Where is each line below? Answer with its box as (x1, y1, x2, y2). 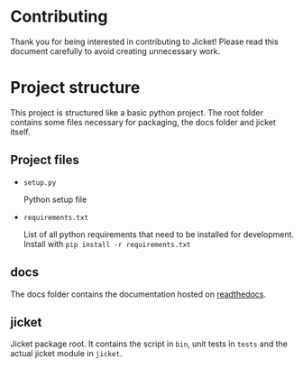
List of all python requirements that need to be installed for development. (23, 228, 295, 240)
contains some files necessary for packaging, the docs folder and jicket (10, 116, 276, 127)
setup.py (23, 178, 57, 187)
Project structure (10, 78, 141, 98)
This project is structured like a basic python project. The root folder (10, 106, 264, 118)
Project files (10, 152, 79, 168)
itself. (10, 126, 31, 137)
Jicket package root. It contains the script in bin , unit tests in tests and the (10, 338, 288, 349)
